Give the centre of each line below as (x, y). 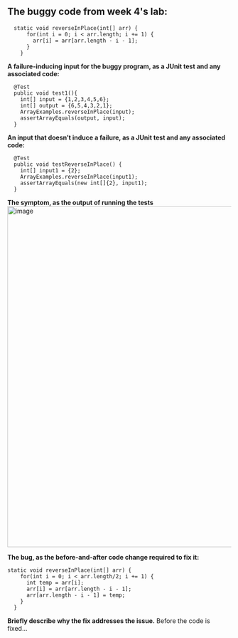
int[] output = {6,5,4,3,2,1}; (66, 105)
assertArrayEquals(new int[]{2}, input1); (84, 183)
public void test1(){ (46, 93)
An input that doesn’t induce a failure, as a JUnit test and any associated (117, 137)
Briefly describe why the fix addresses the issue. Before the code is (109, 621)
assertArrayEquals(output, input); (73, 118)
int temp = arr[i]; (55, 582)
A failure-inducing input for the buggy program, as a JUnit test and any (114, 66)
